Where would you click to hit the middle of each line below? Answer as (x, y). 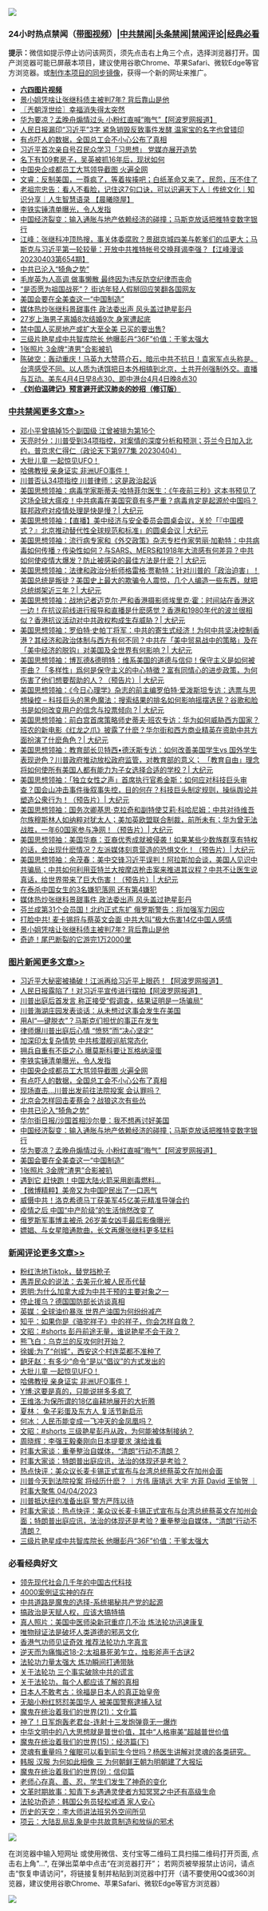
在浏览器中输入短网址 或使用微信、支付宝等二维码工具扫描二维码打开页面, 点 (134, 1854)
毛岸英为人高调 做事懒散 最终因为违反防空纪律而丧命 (106, 279)
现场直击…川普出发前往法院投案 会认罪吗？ (90, 1090)
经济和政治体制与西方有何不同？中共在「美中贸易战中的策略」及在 (149, 640)
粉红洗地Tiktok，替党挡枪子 (65, 1272)
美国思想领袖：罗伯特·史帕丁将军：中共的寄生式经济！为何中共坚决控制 (136, 630)
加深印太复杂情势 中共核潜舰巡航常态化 (84, 1040)
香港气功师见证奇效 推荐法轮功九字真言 (84, 1642)
